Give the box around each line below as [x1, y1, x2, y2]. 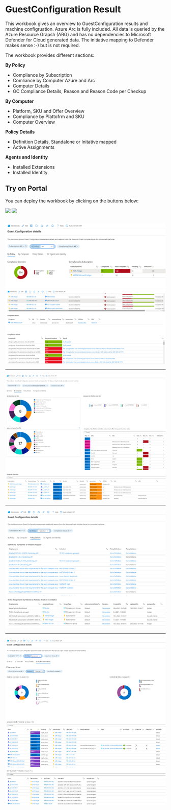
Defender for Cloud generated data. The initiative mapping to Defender [5, 37, 154, 43]
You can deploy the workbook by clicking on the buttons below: [5, 198, 139, 204]
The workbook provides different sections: [5, 52, 95, 58]
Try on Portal [5, 184, 47, 193]
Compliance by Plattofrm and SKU [12, 113, 85, 120]
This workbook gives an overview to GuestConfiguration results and [5, 20, 148, 27]
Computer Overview [12, 119, 55, 125]
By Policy [5, 62, 25, 68]
